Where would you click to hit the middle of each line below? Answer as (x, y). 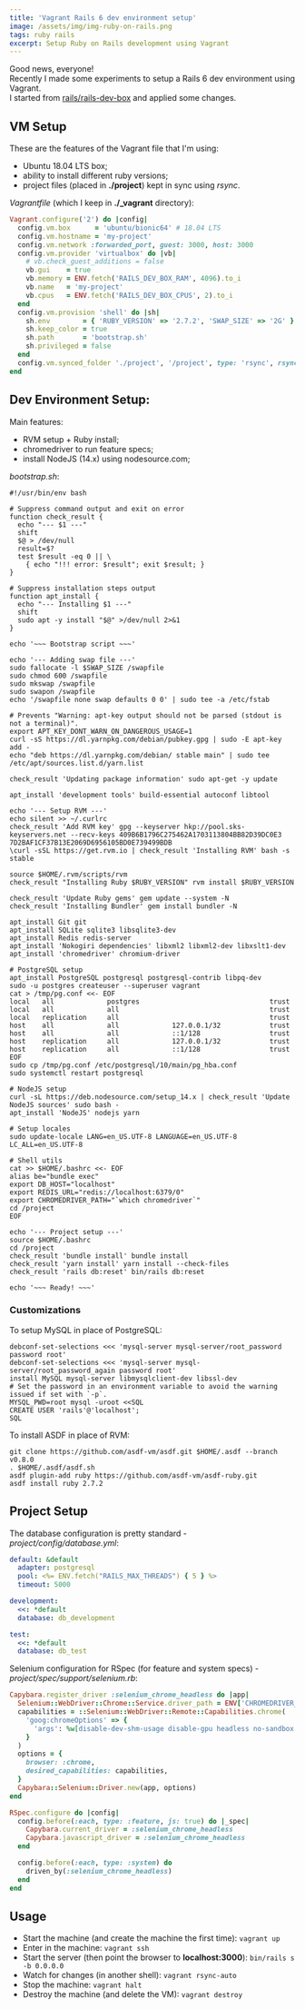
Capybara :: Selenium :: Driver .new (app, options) (107, 1787)
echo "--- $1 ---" (53, 525)
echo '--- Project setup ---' (67, 1232)
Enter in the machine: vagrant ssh (86, 1948)
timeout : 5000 (44, 1585)
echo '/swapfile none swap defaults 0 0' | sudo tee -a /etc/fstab (140, 699)
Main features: (36, 421)
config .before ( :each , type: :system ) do (95, 1863)
